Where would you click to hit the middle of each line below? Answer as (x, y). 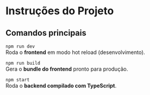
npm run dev (20, 46)
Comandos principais (46, 33)
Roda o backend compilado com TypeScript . (61, 85)
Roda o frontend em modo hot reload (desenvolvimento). (76, 52)
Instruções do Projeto (60, 11)
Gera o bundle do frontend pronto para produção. (67, 69)
